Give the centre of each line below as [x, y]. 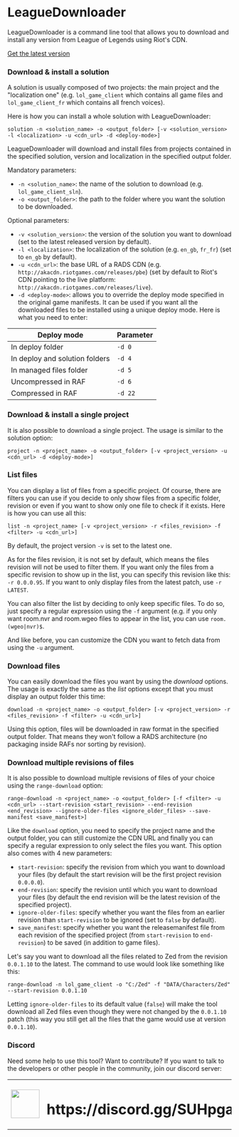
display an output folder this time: [56, 697]
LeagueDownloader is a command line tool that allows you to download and [118, 32]
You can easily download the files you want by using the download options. [118, 681]
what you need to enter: [53, 318]
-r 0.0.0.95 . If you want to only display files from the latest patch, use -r [115, 582]
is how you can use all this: [47, 513]
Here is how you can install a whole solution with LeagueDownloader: [109, 116]
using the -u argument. [41, 647]
